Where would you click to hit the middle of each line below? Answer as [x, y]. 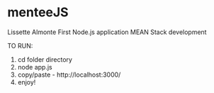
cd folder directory [45, 59]
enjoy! [27, 82]
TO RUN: [20, 45]
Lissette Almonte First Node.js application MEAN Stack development [107, 32]
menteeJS [38, 12]
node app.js [35, 67]
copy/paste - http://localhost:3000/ [69, 75]
